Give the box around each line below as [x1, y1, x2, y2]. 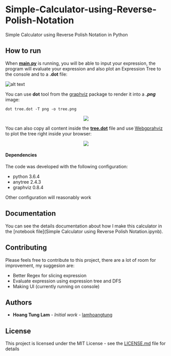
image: [5, 96, 20, 102]
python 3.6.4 [12, 173, 40, 180]
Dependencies [5, 152, 37, 158]
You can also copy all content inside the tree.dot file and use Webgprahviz [5, 125, 163, 131]
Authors [5, 298, 32, 307]
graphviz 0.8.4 [12, 184, 44, 190]
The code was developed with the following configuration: [5, 163, 128, 169]
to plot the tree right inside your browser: [5, 130, 92, 137]
